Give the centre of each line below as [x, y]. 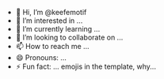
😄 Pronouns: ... [41, 58]
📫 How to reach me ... [52, 46]
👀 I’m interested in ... [49, 21]
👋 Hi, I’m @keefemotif [51, 12]
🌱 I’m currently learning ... [58, 29]
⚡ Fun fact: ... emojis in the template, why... [86, 66]
